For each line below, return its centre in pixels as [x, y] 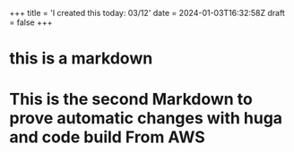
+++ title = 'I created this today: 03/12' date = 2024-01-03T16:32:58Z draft [147, 13]
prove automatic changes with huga [146, 118]
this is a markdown [81, 59]
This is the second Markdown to [131, 100]
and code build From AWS [108, 137]
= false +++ [31, 22]
